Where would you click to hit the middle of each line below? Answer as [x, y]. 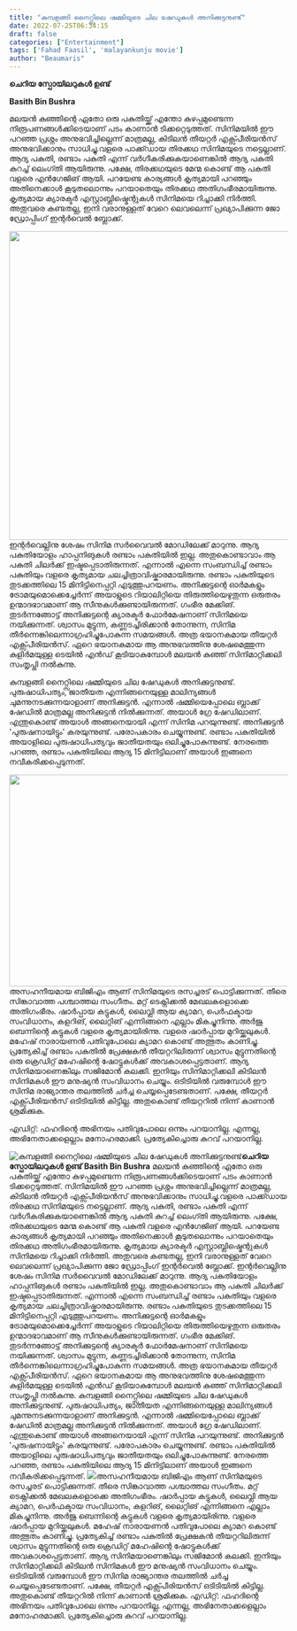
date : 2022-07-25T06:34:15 [59, 26]
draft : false [33, 34]
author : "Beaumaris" [47, 58]
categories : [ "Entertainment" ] [67, 42]
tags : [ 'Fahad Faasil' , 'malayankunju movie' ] [96, 50]
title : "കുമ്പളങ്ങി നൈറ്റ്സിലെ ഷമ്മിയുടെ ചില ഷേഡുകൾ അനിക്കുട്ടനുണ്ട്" [127, 17]
